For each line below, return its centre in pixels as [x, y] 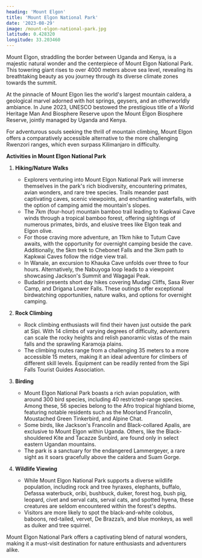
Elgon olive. [38, 231]
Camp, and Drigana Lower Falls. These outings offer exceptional [104, 288]
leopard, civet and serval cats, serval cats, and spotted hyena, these [109, 499]
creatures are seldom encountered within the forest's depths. [100, 506]
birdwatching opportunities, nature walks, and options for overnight [108, 295]
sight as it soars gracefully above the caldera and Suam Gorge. [102, 457]
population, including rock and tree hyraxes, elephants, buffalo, [103, 487]
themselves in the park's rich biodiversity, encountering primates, [106, 186]
